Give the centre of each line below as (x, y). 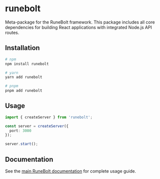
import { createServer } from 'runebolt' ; (49, 117)
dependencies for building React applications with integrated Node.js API (79, 27)
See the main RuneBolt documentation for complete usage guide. (71, 171)
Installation (22, 48)
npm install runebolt (27, 64)
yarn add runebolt (24, 77)
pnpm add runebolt (24, 91)
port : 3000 (20, 130)
